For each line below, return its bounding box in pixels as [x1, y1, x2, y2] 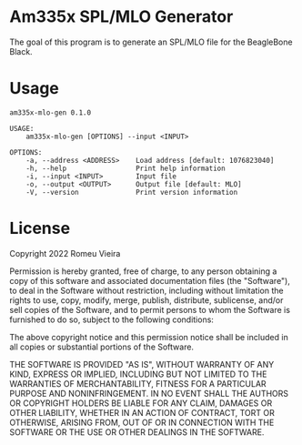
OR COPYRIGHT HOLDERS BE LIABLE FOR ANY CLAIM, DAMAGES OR [9, 398, 273, 409]
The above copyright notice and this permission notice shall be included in [9, 331, 288, 342]
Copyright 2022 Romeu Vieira [9, 248, 121, 258]
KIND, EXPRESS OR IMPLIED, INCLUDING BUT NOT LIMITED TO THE [9, 369, 267, 379]
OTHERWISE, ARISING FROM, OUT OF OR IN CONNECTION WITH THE [9, 417, 275, 428]
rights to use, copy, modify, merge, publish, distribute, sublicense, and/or [9, 294, 284, 306]
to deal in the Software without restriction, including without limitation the [9, 285, 284, 296]
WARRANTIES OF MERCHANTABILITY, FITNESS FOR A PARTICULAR [9, 378, 267, 389]
